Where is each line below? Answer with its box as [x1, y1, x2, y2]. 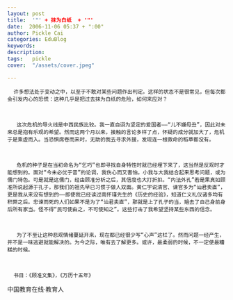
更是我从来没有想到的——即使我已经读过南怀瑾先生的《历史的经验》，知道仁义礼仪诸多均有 [7, 191, 223, 198]
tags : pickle [7, 56, 51, 62]
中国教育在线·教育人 [7, 285, 65, 293]
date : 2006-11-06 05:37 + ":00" [7, 23, 104, 30]
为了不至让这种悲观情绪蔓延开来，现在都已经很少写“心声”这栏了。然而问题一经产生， [16, 231, 225, 238]
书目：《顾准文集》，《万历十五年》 [13, 272, 94, 278]
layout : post [7, 10, 45, 17]
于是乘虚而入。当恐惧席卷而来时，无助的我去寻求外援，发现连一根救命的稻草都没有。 [7, 136, 214, 143]
